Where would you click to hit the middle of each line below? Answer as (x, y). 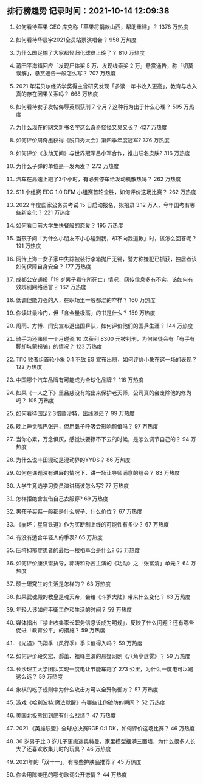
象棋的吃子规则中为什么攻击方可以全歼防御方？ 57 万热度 (87, 689)
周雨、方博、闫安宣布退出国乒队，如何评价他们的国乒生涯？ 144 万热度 (104, 326)
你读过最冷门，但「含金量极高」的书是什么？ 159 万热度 (85, 313)
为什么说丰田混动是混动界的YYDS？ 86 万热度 (73, 460)
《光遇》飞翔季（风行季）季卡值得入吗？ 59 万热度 (79, 643)
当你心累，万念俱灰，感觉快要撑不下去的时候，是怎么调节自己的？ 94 (102, 439)
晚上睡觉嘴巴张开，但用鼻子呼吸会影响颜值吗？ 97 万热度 (87, 426)
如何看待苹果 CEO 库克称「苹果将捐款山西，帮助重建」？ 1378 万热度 (102, 27)
